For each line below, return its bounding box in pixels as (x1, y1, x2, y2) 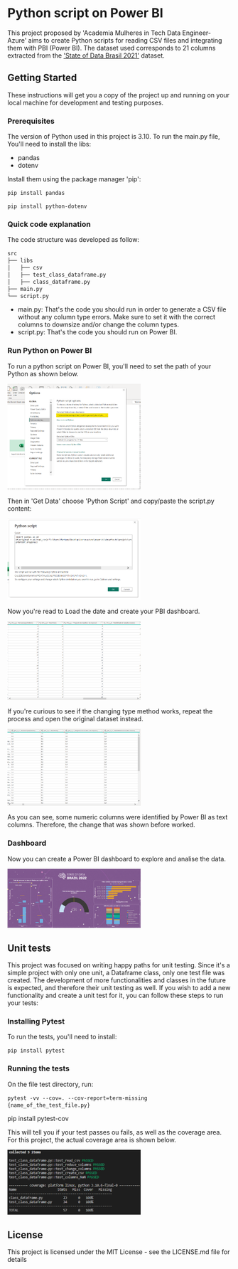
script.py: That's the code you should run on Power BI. (17, 328, 178, 336)
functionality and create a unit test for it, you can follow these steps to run (7, 991, 224, 1000)
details (7, 1255, 27, 1264)
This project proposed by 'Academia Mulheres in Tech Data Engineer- (7, 28, 212, 37)
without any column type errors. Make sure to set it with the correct (17, 313, 215, 322)
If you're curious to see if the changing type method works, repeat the (7, 706, 213, 716)
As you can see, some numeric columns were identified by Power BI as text (7, 813, 228, 822)
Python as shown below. (7, 369, 79, 378)
